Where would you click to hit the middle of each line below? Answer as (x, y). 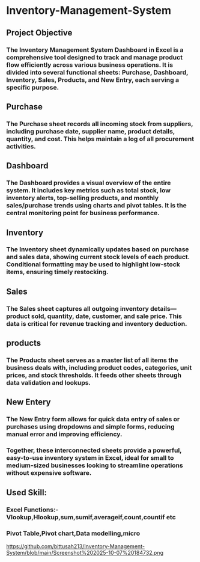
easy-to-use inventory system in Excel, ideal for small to (90, 458)
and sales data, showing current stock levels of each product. (98, 257)
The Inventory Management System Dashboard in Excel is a (95, 50)
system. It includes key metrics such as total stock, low (89, 191)
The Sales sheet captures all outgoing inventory (77, 308)
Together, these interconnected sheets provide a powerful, (94, 450)
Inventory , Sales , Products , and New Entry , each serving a (92, 80)
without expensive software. (49, 473)
